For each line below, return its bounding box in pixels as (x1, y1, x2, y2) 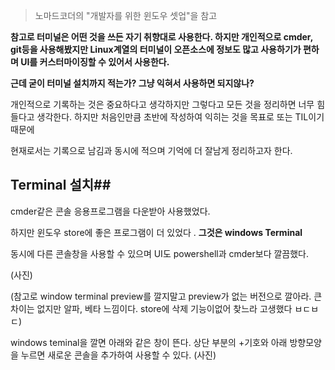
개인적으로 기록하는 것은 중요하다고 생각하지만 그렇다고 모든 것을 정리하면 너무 (10, 99, 315, 110)
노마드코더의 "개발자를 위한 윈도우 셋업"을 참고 (34, 10, 218, 21)
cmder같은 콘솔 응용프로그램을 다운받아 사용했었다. (10, 205, 211, 217)
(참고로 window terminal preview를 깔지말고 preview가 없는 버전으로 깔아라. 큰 (10, 290, 323, 302)
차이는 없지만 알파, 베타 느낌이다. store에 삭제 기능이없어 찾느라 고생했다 (10, 302, 293, 314)
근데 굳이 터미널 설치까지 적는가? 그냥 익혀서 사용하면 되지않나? (10, 77, 255, 89)
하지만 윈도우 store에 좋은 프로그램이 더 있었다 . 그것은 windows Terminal (10, 226, 303, 238)
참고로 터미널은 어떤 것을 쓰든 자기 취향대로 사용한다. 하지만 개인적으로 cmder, (10, 31, 313, 43)
